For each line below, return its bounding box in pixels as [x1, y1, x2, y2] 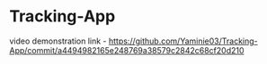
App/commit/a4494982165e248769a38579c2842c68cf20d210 [9, 44, 245, 55]
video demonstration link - [9, 36, 107, 46]
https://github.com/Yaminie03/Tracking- [108, 36, 258, 46]
